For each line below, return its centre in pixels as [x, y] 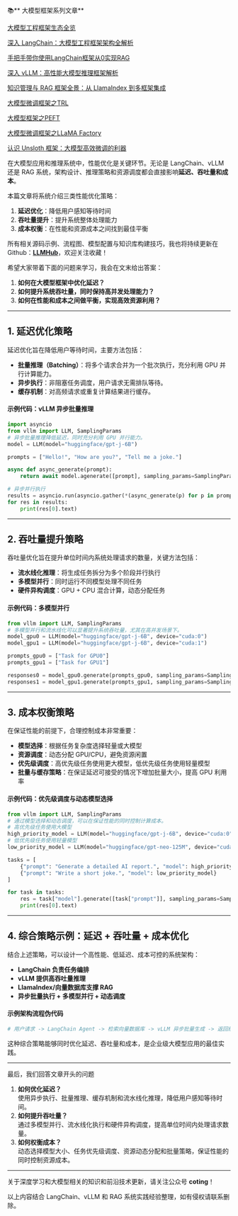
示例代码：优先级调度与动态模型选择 [60, 799]
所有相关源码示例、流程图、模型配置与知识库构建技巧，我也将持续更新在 [113, 244]
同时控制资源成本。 [46, 1159]
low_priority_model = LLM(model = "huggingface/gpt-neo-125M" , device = [112, 847]
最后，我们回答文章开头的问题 [51, 1074]
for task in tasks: [36, 892]
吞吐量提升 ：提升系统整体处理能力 [67, 220]
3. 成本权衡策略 [41, 713]
